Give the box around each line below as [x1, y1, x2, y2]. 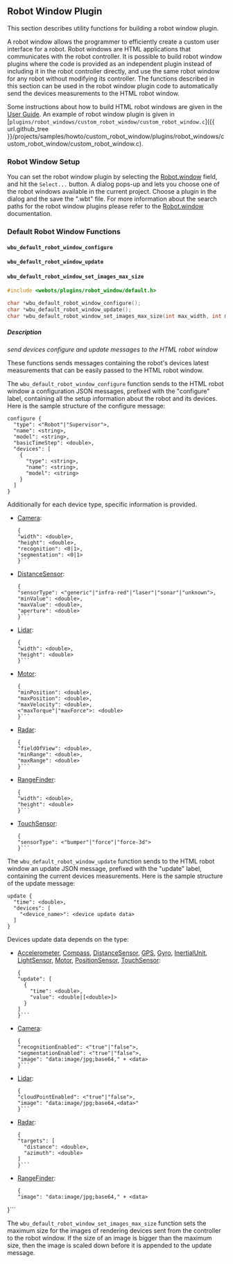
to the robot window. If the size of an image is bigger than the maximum [7, 1233, 212, 1242]
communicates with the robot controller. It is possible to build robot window [7, 52, 223, 60]
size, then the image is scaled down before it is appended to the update [7, 1241, 212, 1249]
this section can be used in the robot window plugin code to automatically [7, 81, 218, 90]
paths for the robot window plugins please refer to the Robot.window [7, 202, 204, 210]
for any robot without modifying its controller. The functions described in [7, 74, 215, 83]
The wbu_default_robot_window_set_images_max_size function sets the [7, 1219, 207, 1227]
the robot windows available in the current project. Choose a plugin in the [7, 188, 217, 196]
